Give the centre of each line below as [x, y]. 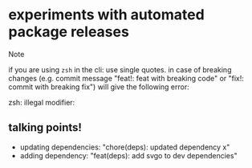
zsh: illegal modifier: [42, 102]
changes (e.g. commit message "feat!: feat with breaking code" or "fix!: [126, 78]
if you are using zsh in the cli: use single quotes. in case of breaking [120, 69]
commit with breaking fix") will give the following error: [99, 87]
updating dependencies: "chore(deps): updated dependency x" [125, 147]
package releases [69, 32]
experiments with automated [106, 15]
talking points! [45, 127]
